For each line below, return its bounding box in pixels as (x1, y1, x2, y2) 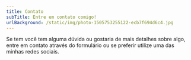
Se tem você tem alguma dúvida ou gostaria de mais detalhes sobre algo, (6, 36, 186, 43)
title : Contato (6, 8, 44, 15)
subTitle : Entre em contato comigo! (6, 14, 97, 20)
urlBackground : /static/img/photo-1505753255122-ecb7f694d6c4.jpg (6, 19, 174, 25)
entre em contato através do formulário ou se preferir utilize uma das (6, 42, 175, 49)
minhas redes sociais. (6, 48, 59, 55)
